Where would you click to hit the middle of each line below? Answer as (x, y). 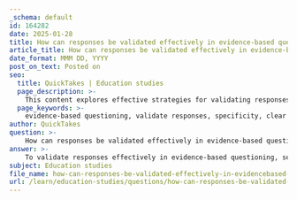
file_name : (29, 173)
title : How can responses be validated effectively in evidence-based (142, 42)
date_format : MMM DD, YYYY (59, 58)
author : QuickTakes (45, 125)
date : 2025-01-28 (41, 34)
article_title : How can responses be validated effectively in (128, 50)
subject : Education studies (61, 165)
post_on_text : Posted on (55, 67)
